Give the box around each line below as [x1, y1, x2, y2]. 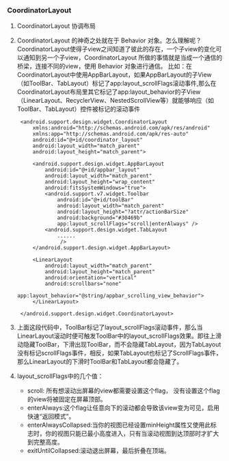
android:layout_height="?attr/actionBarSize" [57, 208, 189, 216]
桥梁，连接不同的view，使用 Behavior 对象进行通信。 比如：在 [16, 62, 193, 71]
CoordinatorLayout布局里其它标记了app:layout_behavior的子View [16, 88, 201, 96]
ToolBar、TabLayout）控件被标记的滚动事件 [16, 105, 141, 113]
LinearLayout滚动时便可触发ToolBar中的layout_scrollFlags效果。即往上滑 [16, 332, 222, 340]
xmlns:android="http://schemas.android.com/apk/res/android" [32, 125, 211, 132]
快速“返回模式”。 [27, 412, 75, 421]
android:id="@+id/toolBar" [57, 197, 134, 203]
